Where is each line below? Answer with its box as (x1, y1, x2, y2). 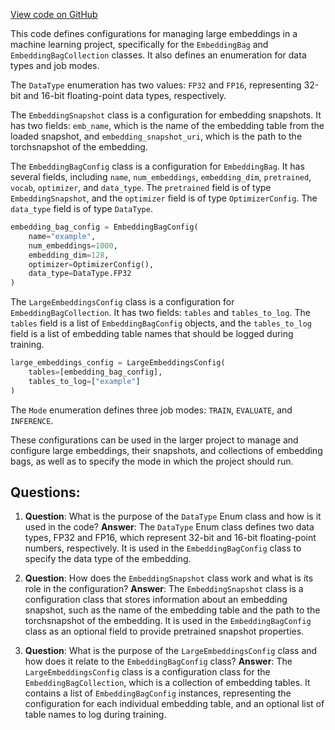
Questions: (10, 484, 81, 501)
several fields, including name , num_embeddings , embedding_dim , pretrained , (10, 171, 312, 183)
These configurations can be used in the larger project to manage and (10, 434, 299, 446)
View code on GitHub (10, 9, 98, 20)
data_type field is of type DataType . (10, 203, 153, 214)
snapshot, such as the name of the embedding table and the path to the (24, 604, 321, 616)
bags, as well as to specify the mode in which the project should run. (10, 455, 294, 467)
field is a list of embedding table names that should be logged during (10, 328, 294, 340)
